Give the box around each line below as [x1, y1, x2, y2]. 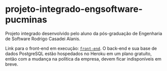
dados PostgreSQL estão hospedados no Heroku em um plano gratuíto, [5, 51, 152, 57]
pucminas [5, 14, 47, 25]
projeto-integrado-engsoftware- [5, 3, 143, 15]
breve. [5, 61, 18, 67]
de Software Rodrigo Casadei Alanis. [5, 36, 81, 42]
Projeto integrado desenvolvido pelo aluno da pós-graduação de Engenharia [5, 30, 163, 36]
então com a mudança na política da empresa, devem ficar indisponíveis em [5, 56, 162, 62]
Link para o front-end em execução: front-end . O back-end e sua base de [5, 45, 157, 51]
